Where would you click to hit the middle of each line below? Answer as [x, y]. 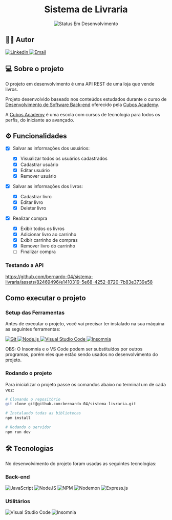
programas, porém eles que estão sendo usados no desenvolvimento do [82, 355]
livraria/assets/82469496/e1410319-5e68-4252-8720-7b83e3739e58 [79, 282]
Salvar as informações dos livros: [48, 186]
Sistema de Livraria [86, 9]
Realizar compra [30, 218]
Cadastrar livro [36, 196]
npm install [18, 418]
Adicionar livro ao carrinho [48, 235]
